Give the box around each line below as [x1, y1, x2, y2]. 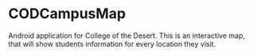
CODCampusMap [8, 5, 126, 23]
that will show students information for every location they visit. [8, 39, 216, 48]
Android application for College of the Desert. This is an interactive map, [8, 31, 245, 40]
